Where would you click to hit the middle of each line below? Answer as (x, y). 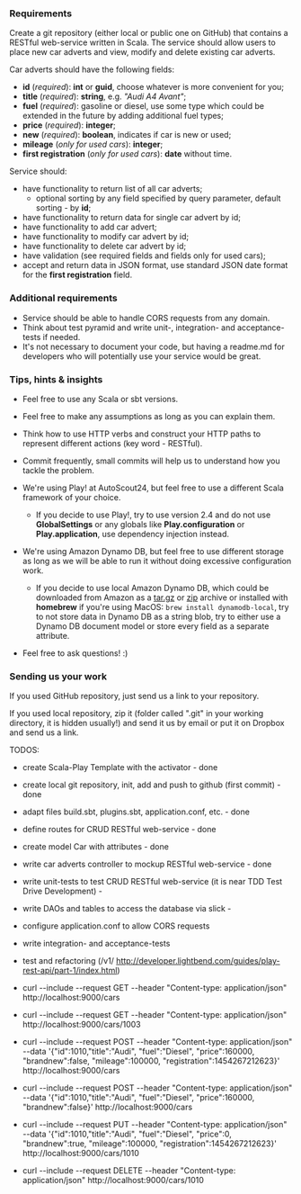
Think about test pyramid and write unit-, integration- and (128, 328)
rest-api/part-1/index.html (70, 971)
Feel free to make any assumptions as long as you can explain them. (149, 416)
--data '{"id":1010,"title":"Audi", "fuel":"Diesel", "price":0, (127, 1134)
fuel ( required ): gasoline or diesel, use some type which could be (143, 106)
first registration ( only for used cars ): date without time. (127, 154)
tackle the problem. (58, 470)
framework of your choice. (71, 497)
